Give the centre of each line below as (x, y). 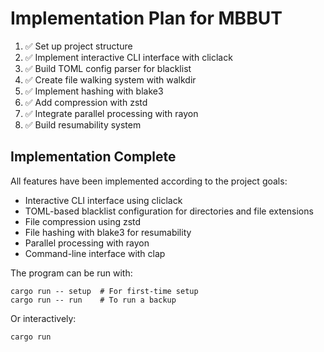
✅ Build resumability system (83, 124)
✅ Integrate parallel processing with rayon (111, 113)
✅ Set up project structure (78, 46)
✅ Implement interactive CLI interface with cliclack (128, 57)
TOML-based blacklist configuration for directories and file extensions (169, 211)
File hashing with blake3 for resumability (108, 232)
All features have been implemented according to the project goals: (149, 181)
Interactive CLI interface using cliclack (103, 200)
